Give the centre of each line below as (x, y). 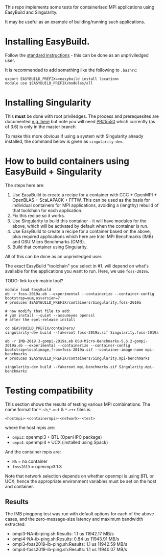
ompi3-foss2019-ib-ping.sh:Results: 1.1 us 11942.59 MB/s (70, 544)
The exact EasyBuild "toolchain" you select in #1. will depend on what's (77, 266)
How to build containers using (67, 161)
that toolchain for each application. (47, 210)
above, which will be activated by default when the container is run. (80, 226)
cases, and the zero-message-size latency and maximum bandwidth (74, 519)
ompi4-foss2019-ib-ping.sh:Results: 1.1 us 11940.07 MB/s (70, 549)
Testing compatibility (49, 391)
